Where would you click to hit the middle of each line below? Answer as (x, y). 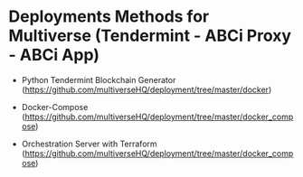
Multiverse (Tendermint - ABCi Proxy (150, 36)
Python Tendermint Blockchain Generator (99, 79)
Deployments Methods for (109, 17)
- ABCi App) (54, 55)
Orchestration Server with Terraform (89, 144)
